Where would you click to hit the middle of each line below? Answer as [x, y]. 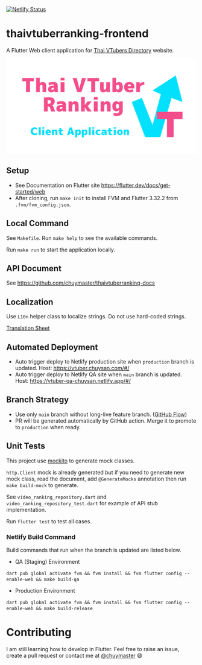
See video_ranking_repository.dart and [56, 497]
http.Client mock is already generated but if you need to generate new [96, 472]
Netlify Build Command [41, 537]
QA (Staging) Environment [47, 561]
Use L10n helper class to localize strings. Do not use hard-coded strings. [96, 317]
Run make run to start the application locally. [61, 250]
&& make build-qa [58, 579]
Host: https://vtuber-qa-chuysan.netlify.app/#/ [73, 381]
